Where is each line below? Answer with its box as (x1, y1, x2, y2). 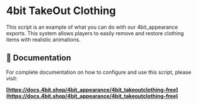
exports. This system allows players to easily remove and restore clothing (6, 29, 184, 36)
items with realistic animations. (6, 36, 81, 43)
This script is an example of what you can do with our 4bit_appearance (6, 23, 178, 31)
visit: (6, 74, 18, 82)
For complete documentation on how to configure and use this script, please (6, 69, 192, 76)
